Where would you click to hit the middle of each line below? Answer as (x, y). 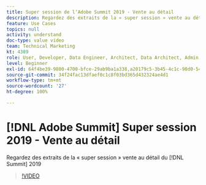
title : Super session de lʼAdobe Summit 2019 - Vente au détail (90, 12)
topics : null (23, 29)
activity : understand (34, 35)
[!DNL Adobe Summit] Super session (102, 128)
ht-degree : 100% (27, 92)
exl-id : (16, 69)
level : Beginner (27, 63)
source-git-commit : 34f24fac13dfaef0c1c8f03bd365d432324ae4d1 (87, 75)
